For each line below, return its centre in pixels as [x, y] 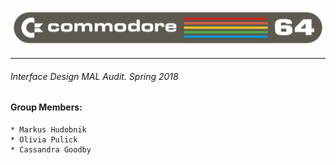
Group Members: [46, 107]
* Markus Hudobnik [48, 129]
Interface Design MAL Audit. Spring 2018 [94, 76]
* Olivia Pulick [44, 139]
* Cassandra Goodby [51, 149]
